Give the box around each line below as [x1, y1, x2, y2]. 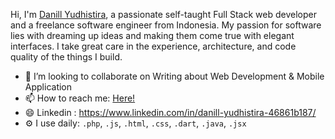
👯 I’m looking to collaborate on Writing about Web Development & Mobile [24, 70, 325, 82]
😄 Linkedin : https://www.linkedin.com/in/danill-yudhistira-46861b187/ [24, 107, 317, 118]
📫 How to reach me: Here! [24, 92, 136, 104]
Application [24, 81, 73, 93]
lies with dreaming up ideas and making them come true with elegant [10, 30, 295, 41]
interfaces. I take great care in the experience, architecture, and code [10, 40, 297, 52]
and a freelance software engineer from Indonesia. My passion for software [10, 19, 322, 31]
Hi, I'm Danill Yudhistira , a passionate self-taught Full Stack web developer [10, 9, 317, 20]
